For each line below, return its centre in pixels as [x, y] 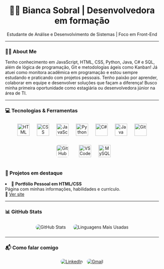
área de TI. [16, 93]
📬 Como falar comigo [32, 248]
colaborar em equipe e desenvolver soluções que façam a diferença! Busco [81, 83]
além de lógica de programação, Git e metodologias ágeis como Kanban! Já [81, 67]
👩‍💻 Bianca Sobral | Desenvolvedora [82, 10]
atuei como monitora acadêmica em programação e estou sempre [72, 73]
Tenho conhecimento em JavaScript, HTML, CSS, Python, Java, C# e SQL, [80, 62]
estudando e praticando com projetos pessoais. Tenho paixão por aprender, [81, 77]
